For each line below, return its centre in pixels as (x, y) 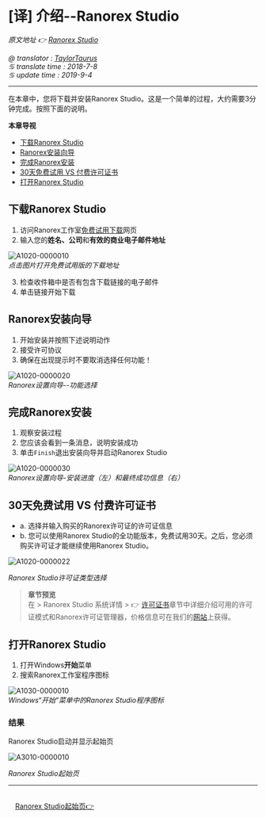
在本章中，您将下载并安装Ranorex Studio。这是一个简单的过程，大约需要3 (129, 98)
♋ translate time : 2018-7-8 (53, 66)
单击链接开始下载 (47, 292)
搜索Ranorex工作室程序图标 (64, 675)
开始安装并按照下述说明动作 (65, 340)
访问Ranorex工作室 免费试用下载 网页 (78, 230)
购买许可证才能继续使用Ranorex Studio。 (86, 546)
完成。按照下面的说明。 (53, 109)
